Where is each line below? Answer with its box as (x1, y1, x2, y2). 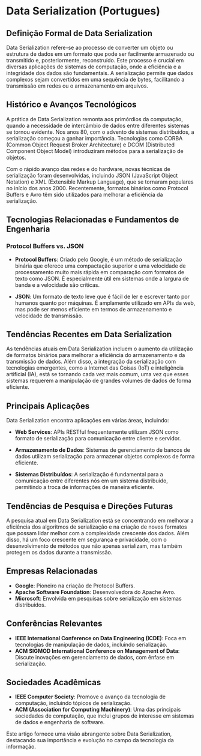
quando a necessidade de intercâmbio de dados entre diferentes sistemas (6, 122, 190, 129)
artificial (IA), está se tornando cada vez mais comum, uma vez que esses (6, 371, 189, 378)
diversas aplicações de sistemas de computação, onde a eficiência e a (6, 63, 181, 70)
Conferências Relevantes (6, 619, 103, 629)
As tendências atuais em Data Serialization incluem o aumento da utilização (6, 345, 193, 352)
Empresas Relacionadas (6, 566, 98, 577)
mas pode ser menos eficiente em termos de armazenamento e (14, 305, 172, 313)
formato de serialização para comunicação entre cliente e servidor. (14, 435, 181, 442)
